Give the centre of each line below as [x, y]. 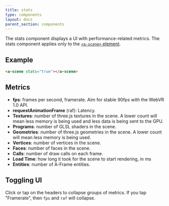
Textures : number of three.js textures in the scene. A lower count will [85, 116]
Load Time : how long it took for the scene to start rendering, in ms [82, 159]
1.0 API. [20, 105]
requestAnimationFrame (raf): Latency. [54, 110]
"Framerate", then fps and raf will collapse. [50, 198]
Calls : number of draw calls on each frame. [58, 153]
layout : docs [19, 19]
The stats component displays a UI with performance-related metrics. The [82, 39]
